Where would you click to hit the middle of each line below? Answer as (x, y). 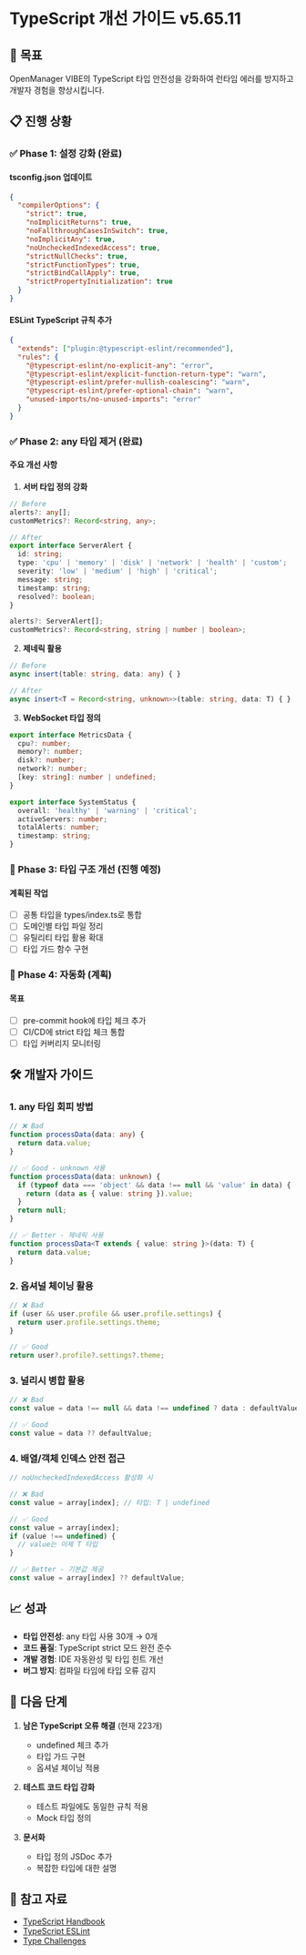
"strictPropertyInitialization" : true (99, 282)
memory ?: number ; (51, 752)
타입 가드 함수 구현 (56, 949)
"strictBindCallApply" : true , (83, 273)
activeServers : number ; (62, 819)
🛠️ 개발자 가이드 (51, 1075)
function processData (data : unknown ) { (85, 1176)
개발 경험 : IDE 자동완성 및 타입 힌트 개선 (93, 1659)
